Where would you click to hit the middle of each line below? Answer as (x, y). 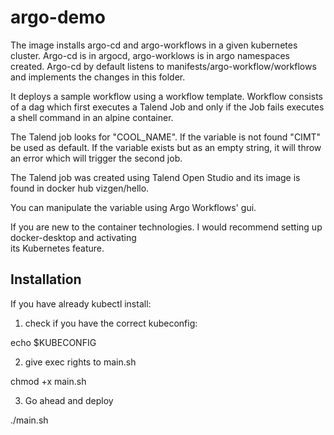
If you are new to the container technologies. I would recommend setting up (166, 227)
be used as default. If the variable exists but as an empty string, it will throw (166, 147)
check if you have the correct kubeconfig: (111, 323)
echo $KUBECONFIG (53, 342)
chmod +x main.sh (48, 381)
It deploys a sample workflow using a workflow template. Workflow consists (166, 96)
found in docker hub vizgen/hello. (80, 188)
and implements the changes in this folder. (98, 77)
